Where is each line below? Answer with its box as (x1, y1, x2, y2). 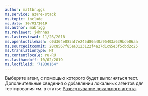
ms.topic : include (5, 16, 43, 21)
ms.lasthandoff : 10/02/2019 (5, 57, 63, 62)
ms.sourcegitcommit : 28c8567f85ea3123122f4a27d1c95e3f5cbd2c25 (5, 44, 138, 48)
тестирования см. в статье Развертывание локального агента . (5, 86, 137, 92)
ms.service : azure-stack (5, 12, 56, 17)
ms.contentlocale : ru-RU (5, 52, 56, 58)
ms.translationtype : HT (5, 48, 54, 53)
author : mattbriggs (5, 7, 45, 12)
